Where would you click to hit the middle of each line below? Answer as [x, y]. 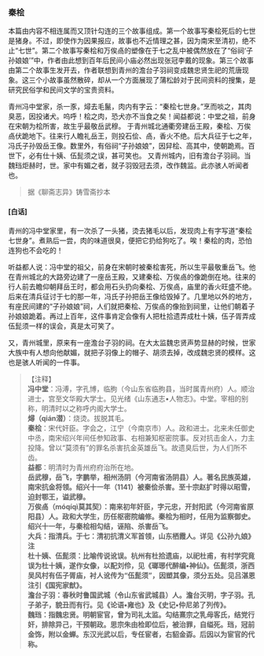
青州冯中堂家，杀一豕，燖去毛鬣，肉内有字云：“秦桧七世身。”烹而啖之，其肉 [130, 107]
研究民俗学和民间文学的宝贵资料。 [63, 90]
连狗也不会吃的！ [36, 250]
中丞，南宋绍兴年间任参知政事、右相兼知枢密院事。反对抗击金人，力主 [141, 438]
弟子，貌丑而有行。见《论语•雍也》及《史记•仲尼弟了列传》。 [132, 605]
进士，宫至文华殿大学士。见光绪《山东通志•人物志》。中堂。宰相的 [134, 398]
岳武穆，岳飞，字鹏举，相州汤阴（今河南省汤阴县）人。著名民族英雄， [141, 477]
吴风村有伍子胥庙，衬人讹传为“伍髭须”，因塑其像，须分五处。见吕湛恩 [141, 575]
